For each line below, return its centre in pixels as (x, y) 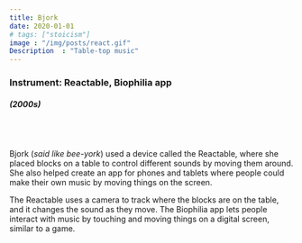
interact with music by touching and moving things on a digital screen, (140, 219)
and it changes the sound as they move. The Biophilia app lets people (138, 210)
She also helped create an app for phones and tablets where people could (147, 173)
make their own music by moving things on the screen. (111, 183)
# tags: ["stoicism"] (50, 34)
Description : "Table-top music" (74, 51)
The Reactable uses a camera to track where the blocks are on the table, (144, 200)
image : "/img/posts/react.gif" (70, 43)
